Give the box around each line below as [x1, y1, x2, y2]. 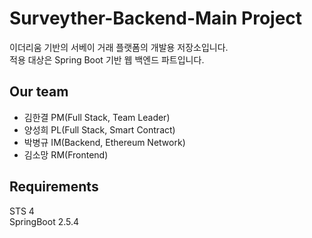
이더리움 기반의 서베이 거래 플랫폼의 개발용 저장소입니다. [9, 41, 229, 53]
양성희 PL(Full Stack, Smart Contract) [23, 123, 176, 136]
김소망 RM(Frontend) [23, 148, 109, 161]
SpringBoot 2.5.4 [9, 215, 80, 227]
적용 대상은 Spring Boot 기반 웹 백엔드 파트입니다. [9, 53, 205, 66]
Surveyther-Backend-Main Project [9, 7, 303, 30]
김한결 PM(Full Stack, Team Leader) [23, 111, 171, 123]
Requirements [9, 178, 99, 196]
